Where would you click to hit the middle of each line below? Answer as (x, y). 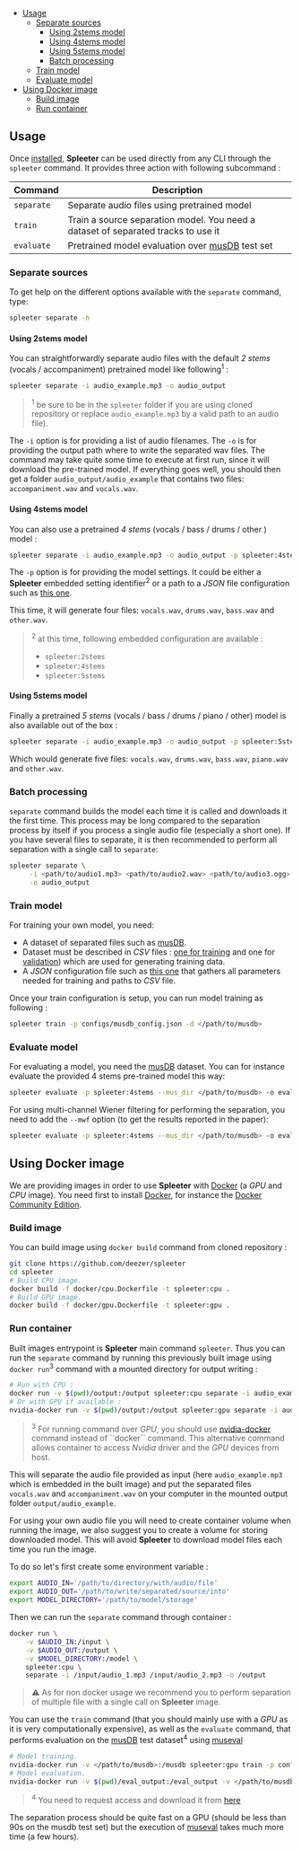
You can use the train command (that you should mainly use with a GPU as (149, 1720)
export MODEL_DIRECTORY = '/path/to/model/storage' (104, 1600)
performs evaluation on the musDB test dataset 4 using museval (126, 1739)
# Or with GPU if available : (66, 1402)
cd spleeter (31, 1272)
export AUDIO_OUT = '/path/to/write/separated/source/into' (120, 1592)
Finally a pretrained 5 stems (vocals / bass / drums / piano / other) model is (148, 715)
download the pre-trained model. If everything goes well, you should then (145, 470)
